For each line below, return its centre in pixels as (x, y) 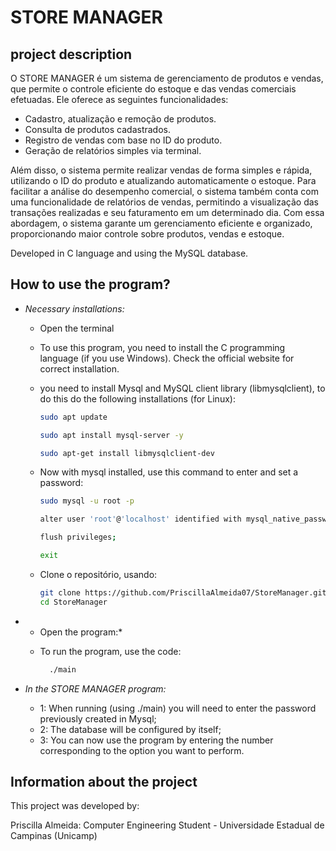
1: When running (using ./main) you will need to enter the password (178, 708)
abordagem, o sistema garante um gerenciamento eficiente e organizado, (161, 223)
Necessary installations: (74, 308)
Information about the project (104, 781)
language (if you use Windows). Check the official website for (167, 358)
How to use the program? (90, 284)
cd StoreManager (73, 602)
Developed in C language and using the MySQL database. (129, 253)
